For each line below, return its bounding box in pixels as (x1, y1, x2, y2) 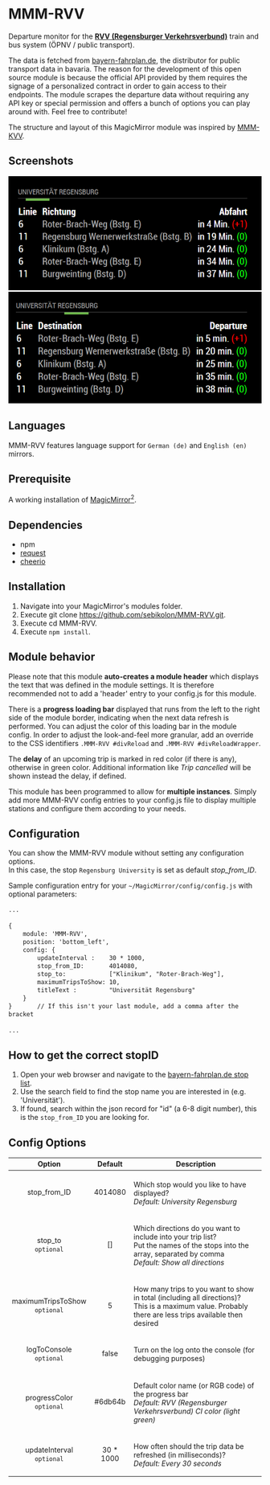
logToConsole (26, 1344, 72, 1354)
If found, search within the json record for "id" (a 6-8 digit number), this (19, 1104, 257, 1114)
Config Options (8, 1135, 87, 1150)
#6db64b (94, 1397, 126, 1407)
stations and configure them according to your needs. (8, 803, 186, 813)
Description (175, 1159, 216, 1169)
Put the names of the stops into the (133, 1240, 249, 1250)
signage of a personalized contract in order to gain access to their (8, 81, 227, 91)
